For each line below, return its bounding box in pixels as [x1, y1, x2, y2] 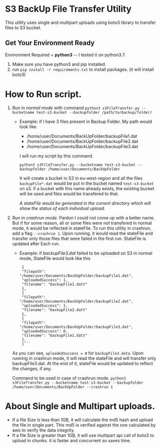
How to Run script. [5, 89, 82, 99]
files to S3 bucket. [5, 24, 41, 30]
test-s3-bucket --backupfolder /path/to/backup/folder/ [36, 110, 152, 115]
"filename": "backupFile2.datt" [21, 307, 88, 312]
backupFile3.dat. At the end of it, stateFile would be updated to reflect [12, 360, 153, 366]
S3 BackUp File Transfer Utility [5, 3, 132, 15]
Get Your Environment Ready [5, 39, 95, 47]
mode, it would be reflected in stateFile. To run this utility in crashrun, [12, 225, 152, 231]
